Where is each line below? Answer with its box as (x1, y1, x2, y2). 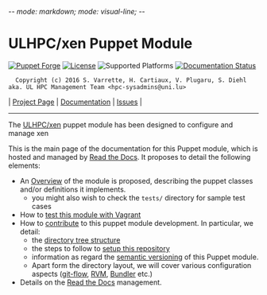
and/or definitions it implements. (19, 184, 126, 194)
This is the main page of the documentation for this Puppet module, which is (8, 143, 258, 153)
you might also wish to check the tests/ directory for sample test (31, 192, 246, 202)
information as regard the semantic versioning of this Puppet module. (31, 252, 259, 262)
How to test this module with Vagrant (19, 210, 141, 219)
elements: (8, 161, 41, 170)
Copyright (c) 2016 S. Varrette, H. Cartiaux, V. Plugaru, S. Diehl (15, 76, 247, 84)
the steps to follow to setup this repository (31, 243, 171, 253)
